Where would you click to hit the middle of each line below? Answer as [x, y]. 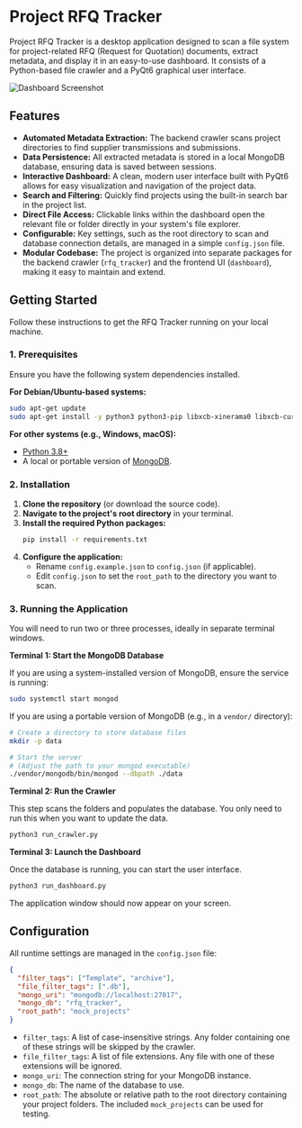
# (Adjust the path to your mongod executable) [100, 766]
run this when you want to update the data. [89, 818]
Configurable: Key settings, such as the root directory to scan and [146, 233]
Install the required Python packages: [94, 523]
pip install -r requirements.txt [85, 539]
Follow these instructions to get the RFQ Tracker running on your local [139, 322]
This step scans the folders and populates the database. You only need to [146, 809]
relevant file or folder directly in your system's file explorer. [131, 223]
